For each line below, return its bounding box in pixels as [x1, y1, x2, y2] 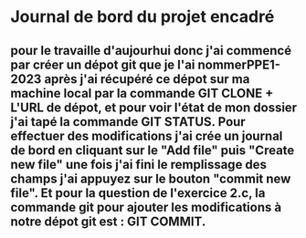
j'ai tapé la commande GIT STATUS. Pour [10, 114, 246, 129]
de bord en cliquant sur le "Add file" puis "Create [10, 142, 295, 158]
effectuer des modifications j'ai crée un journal [10, 128, 283, 143]
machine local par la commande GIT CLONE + [10, 85, 274, 101]
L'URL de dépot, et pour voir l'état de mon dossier [10, 99, 298, 115]
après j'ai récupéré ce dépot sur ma [44, 71, 250, 87]
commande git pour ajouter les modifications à [10, 199, 282, 215]
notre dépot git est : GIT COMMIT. [10, 213, 206, 229]
